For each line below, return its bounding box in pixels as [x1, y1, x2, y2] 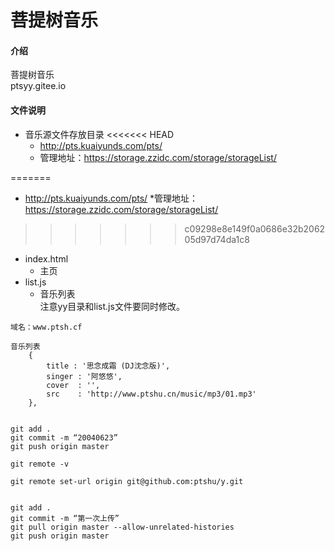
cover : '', [46, 380, 101, 390]
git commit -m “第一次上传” [10, 513, 120, 523]
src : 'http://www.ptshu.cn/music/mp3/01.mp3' [46, 389, 257, 399]
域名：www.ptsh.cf [10, 322, 83, 332]
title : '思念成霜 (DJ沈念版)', [46, 361, 171, 371]
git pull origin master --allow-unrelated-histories [10, 522, 235, 532]
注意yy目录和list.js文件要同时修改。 [39, 300, 185, 312]
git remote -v [10, 459, 70, 469]
